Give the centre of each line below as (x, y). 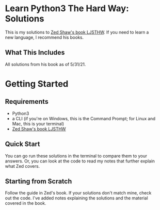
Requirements (27, 102)
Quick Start (23, 144)
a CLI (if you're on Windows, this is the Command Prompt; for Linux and (84, 118)
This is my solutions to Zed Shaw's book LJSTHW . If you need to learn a (77, 32)
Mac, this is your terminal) (38, 124)
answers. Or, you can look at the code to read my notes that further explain (80, 161)
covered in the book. (26, 203)
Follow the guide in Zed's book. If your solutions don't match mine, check (78, 193)
